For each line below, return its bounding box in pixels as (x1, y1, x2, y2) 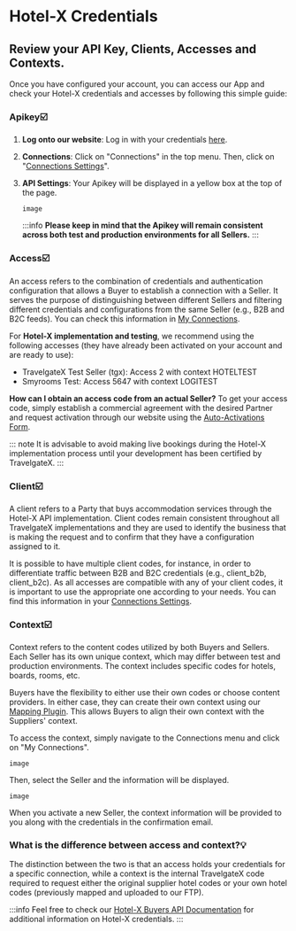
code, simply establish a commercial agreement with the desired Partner (9, 402, 273, 413)
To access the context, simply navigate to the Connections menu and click (9, 733, 280, 743)
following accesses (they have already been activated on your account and (9, 339, 283, 351)
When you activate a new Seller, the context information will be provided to (9, 808, 283, 819)
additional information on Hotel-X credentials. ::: (9, 914, 184, 925)
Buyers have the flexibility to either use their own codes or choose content (9, 687, 280, 698)
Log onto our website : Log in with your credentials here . (21, 135, 228, 145)
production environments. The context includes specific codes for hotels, (9, 661, 277, 671)
